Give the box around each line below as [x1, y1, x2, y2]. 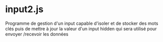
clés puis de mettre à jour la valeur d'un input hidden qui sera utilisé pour [5, 25, 157, 31]
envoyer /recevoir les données [5, 31, 69, 37]
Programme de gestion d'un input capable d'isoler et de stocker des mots [5, 20, 158, 26]
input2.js [5, 4, 44, 15]
